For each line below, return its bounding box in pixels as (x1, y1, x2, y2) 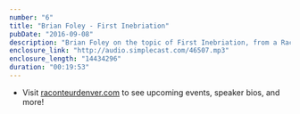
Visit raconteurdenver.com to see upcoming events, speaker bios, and (21, 86, 280, 98)
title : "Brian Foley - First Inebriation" (9, 21, 170, 30)
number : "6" (9, 12, 54, 22)
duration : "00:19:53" (9, 63, 90, 72)
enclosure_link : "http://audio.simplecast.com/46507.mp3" (9, 46, 229, 55)
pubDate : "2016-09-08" (9, 29, 94, 38)
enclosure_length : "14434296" (9, 54, 122, 63)
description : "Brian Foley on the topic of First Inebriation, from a (9, 37, 278, 47)
